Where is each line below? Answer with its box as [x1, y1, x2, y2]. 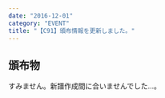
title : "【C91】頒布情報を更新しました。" [8, 27, 135, 35]
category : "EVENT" [8, 19, 70, 27]
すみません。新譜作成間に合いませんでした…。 [8, 81, 162, 91]
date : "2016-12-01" [8, 11, 74, 20]
